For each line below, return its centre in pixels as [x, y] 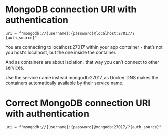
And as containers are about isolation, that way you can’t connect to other [82, 62]
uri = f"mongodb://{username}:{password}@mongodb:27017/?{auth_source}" [83, 127]
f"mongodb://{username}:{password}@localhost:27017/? [77, 33]
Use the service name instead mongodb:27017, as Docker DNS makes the [82, 77]
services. [15, 67]
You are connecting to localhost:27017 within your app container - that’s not [84, 47]
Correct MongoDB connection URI [78, 103]
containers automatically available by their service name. [65, 83]
